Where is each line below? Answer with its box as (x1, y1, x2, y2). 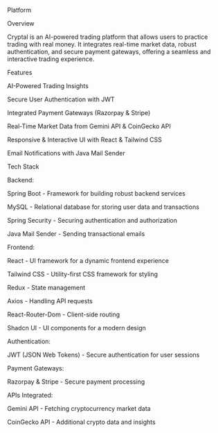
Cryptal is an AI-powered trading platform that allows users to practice (7, 33, 208, 41)
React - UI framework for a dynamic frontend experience (7, 257, 170, 264)
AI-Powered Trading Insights (7, 82, 89, 90)
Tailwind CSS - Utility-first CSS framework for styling (7, 270, 158, 278)
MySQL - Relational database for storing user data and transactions (7, 203, 199, 211)
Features (7, 69, 33, 76)
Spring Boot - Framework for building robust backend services (7, 189, 185, 197)
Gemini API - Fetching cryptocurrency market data (7, 405, 151, 412)
